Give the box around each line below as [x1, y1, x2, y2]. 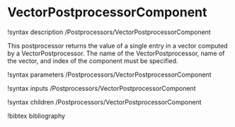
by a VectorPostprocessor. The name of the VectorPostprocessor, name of [7, 49, 225, 57]
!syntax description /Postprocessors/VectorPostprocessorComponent [7, 28, 211, 36]
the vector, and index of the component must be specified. [7, 56, 178, 65]
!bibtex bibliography [7, 111, 66, 120]
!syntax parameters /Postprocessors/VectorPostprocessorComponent [7, 70, 212, 79]
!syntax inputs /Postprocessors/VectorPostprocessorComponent [7, 84, 196, 92]
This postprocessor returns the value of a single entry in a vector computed [7, 41, 228, 50]
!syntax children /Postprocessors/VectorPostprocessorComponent [7, 97, 202, 106]
